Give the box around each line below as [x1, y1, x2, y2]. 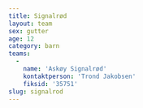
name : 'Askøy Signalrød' [23, 65, 107, 73]
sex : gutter [8, 27, 49, 35]
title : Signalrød [8, 11, 67, 20]
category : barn [8, 42, 60, 50]
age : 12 [8, 34, 35, 43]
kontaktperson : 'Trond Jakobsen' [23, 72, 136, 80]
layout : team [8, 19, 53, 28]
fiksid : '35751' [23, 80, 79, 88]
